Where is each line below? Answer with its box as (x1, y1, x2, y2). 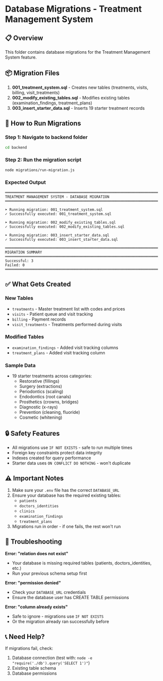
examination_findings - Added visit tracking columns (12, 345, 118, 350)
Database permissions (12, 670, 57, 676)
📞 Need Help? (5, 632, 45, 641)
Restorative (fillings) (19, 378, 60, 384)
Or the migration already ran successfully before (12, 618, 109, 624)
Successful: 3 (5, 258, 34, 263)
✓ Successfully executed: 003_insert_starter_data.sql (5, 237, 118, 242)
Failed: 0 (5, 262, 25, 268)
